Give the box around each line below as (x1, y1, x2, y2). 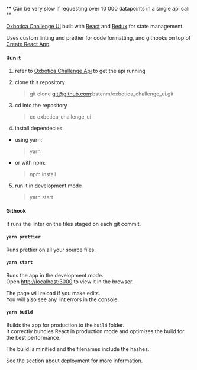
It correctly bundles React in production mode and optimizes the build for (6, 328, 185, 335)
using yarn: (14, 136, 43, 143)
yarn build (6, 310, 33, 315)
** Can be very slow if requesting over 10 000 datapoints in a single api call (6, 5, 190, 12)
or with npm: (14, 160, 46, 167)
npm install (29, 171, 56, 178)
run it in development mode (14, 182, 82, 189)
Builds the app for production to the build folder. (6, 321, 125, 328)
